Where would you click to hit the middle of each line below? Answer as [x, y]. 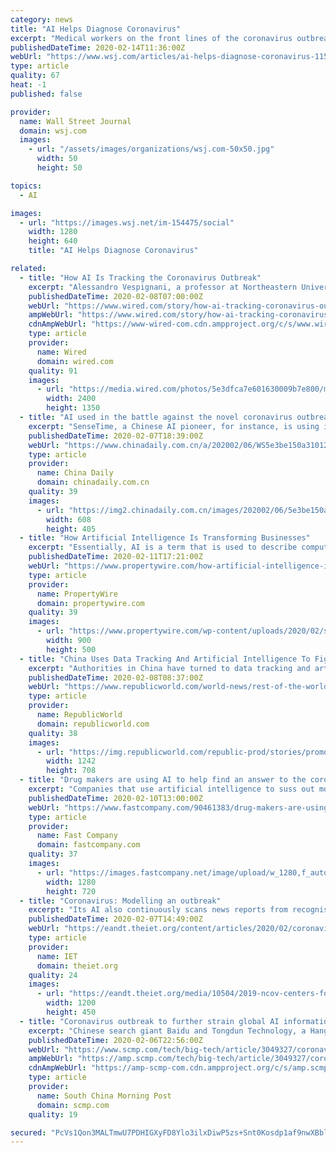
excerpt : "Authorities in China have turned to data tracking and [169, 668]
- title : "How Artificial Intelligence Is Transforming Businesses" [165, 538]
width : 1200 [71, 1003]
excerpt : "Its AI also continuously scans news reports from [158, 910]
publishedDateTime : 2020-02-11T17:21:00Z [115, 557]
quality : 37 [53, 854]
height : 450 [71, 1012]
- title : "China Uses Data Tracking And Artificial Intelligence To [165, 659]
